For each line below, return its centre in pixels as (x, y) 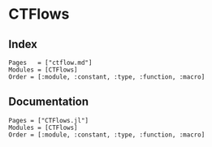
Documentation (49, 102)
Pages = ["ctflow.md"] (50, 63)
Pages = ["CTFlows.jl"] (49, 120)
